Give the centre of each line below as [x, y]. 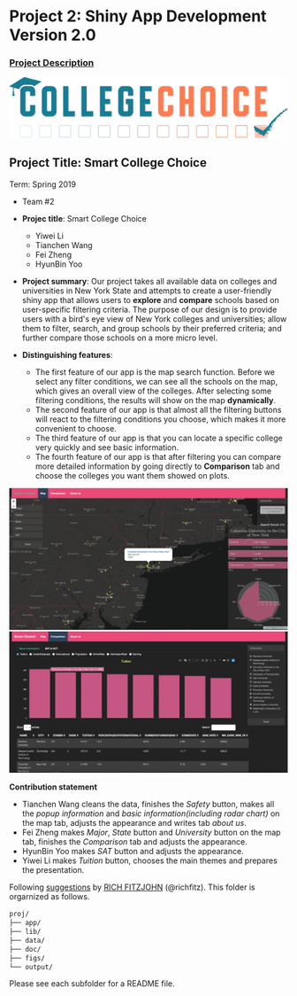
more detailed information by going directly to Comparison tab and [157, 466]
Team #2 [38, 201]
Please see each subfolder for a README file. [92, 984]
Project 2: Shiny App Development [138, 16]
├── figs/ [27, 959]
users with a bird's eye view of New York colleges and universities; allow [154, 319]
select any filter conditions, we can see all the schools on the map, [156, 381]
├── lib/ [25, 932]
